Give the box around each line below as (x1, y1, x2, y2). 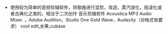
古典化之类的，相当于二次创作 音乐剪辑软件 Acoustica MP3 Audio (14, 10, 152, 16)
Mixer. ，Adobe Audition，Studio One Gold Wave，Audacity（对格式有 (10, 17, 159, 22)
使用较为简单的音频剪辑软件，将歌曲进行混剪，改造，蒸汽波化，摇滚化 (10, 4, 158, 10)
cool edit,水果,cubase (20, 23, 66, 29)
